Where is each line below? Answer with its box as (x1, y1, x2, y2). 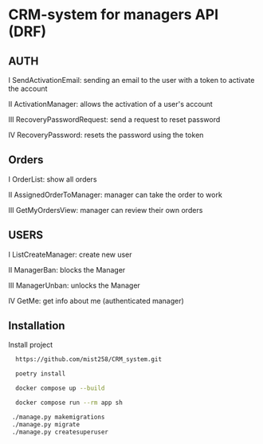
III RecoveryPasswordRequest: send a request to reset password (8, 115, 221, 124)
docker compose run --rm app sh (15, 399, 124, 407)
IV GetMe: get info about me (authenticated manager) (8, 296, 185, 305)
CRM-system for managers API (8, 6, 219, 24)
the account (8, 84, 48, 93)
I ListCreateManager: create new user (8, 250, 133, 259)
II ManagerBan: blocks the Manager (8, 265, 126, 274)
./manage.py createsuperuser (11, 428, 109, 436)
